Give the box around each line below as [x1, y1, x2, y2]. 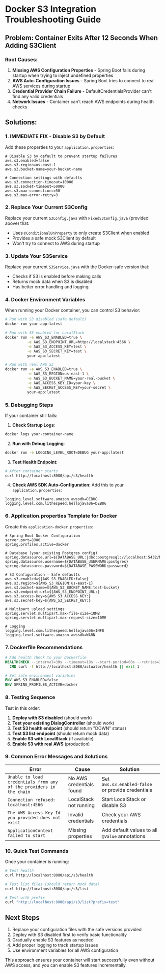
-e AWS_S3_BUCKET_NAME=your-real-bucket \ [27, 376, 115, 381]
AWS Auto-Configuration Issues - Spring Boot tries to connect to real [12, 77, 155, 83]
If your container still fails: [5, 413, 57, 418]
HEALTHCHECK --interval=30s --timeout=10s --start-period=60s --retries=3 [5, 660, 162, 664]
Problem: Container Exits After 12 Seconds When [5, 34, 158, 42]
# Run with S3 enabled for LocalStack [5, 330, 84, 336]
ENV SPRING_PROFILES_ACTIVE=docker [5, 682, 78, 687]
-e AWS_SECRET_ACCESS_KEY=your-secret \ [27, 385, 111, 390]
